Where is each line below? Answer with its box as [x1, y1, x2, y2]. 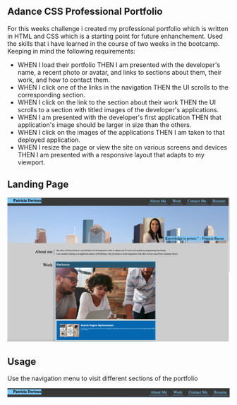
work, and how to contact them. [17, 75, 111, 84]
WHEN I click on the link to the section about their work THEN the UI [17, 98, 217, 107]
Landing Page [7, 179, 69, 191]
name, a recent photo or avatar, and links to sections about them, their [17, 68, 222, 76]
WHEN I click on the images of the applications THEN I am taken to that [17, 128, 225, 136]
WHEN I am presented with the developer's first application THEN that [17, 113, 222, 121]
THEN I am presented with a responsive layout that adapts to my [17, 150, 205, 159]
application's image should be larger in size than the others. [17, 120, 192, 129]
